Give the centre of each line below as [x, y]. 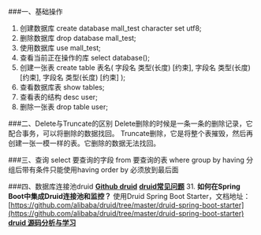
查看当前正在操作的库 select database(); [84, 58]
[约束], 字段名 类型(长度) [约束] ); [73, 77]
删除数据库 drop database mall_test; [78, 38]
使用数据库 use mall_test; [60, 48]
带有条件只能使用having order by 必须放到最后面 [100, 170]
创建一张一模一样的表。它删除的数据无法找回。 [84, 143]
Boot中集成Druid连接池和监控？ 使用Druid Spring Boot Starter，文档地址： [129, 196]
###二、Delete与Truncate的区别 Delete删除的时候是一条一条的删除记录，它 [131, 123]
